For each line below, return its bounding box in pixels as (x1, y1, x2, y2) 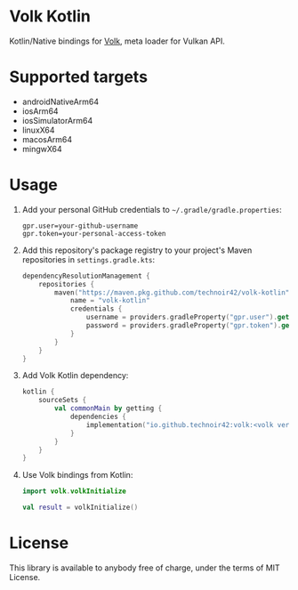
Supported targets (9, 67, 149, 87)
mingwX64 (21, 143, 62, 154)
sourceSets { (38, 396, 87, 405)
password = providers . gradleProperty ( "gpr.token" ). (85, 321, 282, 330)
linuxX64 (21, 125, 55, 135)
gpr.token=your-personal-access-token (21, 229, 166, 238)
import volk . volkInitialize (21, 487, 126, 496)
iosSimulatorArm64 (21, 115, 93, 125)
